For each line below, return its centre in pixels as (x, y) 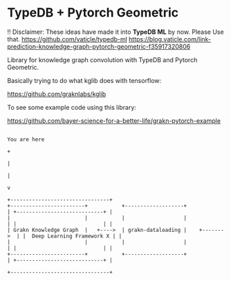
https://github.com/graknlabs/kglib (57, 94)
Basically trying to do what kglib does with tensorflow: (84, 80)
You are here (26, 139)
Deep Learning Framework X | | (77, 236)
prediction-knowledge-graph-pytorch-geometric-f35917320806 (99, 46)
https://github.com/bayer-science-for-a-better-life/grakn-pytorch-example (114, 120)
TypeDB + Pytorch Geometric (93, 13)
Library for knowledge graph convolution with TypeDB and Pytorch (102, 59)
